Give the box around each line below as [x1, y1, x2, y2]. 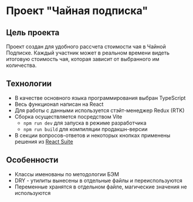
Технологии [6, 79, 52, 89]
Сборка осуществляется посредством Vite [14, 113, 123, 120]
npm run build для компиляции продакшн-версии [23, 125, 148, 133]
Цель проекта [6, 28, 60, 38]
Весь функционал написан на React [14, 100, 104, 107]
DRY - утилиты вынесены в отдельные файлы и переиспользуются [14, 177, 183, 184]
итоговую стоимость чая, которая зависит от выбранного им [6, 56, 160, 62]
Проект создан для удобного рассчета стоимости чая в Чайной [6, 43, 166, 50]
